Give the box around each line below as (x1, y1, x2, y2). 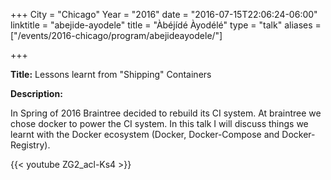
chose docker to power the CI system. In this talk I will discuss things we (10, 118, 309, 129)
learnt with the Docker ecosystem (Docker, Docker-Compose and (10, 129, 280, 140)
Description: (10, 88, 63, 99)
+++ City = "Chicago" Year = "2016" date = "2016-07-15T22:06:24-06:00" (10, 9, 318, 20)
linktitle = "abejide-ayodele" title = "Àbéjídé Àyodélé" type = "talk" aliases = (10, 19, 322, 31)
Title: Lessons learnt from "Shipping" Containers (10, 69, 212, 80)
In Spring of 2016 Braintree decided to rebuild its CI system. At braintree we (10, 107, 322, 119)
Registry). (10, 139, 51, 151)
